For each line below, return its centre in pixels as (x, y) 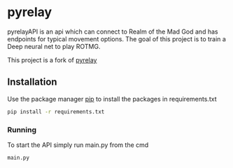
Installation (32, 82)
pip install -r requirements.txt (56, 112)
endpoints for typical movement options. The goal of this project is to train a (116, 38)
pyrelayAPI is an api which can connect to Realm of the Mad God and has (113, 31)
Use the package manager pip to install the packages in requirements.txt (112, 99)
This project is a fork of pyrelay (52, 59)
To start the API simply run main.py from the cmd (78, 145)
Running (22, 129)
